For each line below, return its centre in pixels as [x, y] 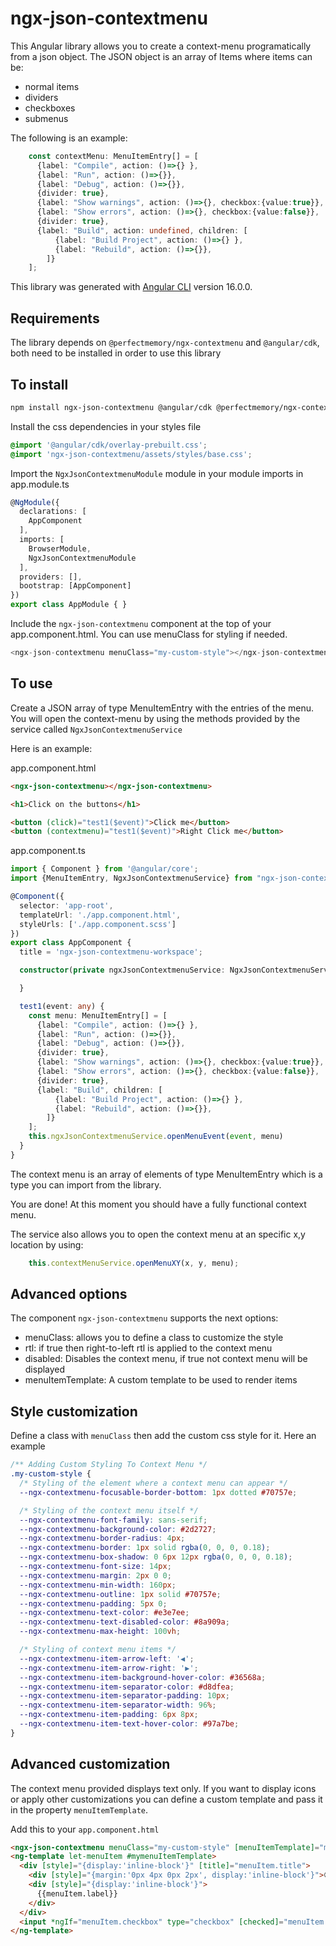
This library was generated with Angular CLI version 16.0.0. [131, 287]
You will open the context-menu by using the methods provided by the [155, 718]
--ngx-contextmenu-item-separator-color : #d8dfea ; [127, 1687]
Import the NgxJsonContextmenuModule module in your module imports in [157, 473]
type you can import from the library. [86, 1184]
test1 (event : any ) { [62, 1006]
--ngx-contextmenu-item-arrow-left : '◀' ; [107, 1658]
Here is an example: [51, 748]
